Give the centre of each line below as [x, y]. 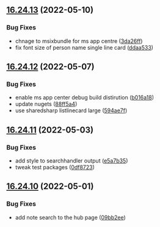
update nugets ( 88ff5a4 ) [46, 104]
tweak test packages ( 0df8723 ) [55, 167]
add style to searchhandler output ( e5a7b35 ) [71, 161]
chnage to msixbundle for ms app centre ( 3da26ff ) [79, 41]
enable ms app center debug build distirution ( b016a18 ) [85, 98]
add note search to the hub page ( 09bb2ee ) [71, 217]
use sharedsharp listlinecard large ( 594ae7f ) [71, 110]
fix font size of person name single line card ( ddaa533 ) [84, 47]
